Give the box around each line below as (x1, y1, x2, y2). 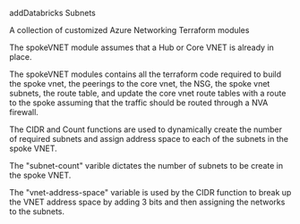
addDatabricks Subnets (9, 8, 96, 18)
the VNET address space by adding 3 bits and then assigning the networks (9, 196, 286, 207)
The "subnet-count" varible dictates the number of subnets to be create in (9, 161, 284, 170)
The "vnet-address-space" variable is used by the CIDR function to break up (9, 187, 292, 197)
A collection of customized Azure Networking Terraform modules (9, 25, 250, 35)
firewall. (9, 107, 39, 117)
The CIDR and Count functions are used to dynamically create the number (9, 124, 283, 135)
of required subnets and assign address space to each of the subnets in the (9, 134, 289, 144)
